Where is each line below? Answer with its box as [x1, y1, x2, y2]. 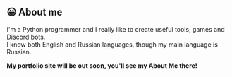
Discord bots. [6, 32, 46, 41]
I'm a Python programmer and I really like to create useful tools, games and [6, 25, 225, 33]
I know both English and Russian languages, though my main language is [6, 40, 218, 49]
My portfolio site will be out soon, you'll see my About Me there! [6, 61, 198, 70]
